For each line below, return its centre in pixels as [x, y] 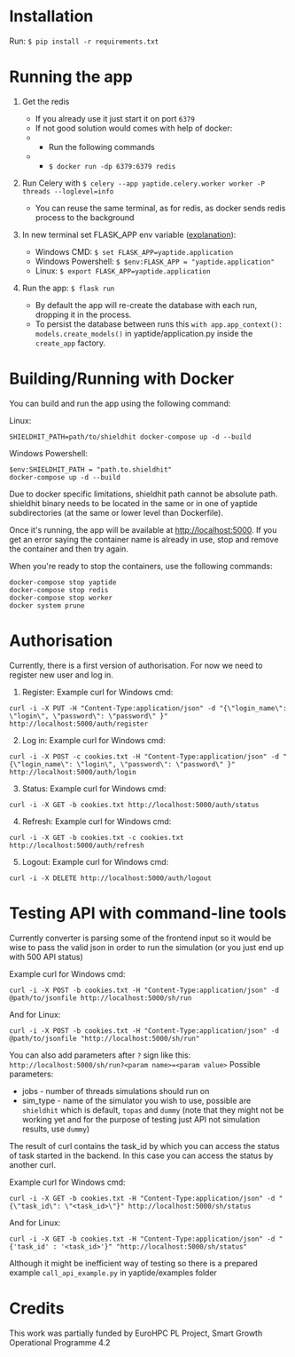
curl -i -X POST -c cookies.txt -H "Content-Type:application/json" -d [144, 757]
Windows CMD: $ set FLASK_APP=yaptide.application [134, 251]
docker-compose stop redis [59, 590]
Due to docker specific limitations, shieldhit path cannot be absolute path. [144, 494]
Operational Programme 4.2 [60, 1342]
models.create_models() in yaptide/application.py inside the [144, 333]
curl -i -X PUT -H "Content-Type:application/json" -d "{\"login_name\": [148, 708]
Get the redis [46, 101]
